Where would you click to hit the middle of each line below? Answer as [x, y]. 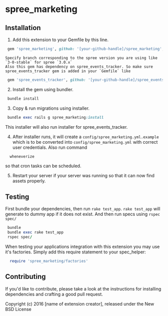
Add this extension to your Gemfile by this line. [60, 40]
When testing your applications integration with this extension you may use [82, 246]
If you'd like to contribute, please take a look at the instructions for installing [83, 288]
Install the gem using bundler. [43, 89]
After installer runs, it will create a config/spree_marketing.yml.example [85, 137]
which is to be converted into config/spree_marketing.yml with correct [85, 142]
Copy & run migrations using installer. [51, 108]
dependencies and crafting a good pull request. [54, 294]
